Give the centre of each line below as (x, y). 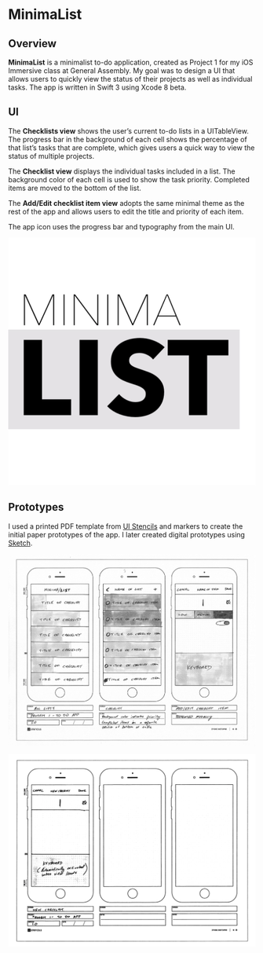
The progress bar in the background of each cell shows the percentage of (128, 139)
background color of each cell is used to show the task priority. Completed (129, 179)
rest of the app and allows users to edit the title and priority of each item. (126, 211)
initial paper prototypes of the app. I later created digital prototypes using (127, 534)
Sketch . (20, 543)
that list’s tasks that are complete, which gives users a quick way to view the (131, 148)
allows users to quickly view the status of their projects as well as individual (130, 79)
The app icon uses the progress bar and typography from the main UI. (121, 226)
